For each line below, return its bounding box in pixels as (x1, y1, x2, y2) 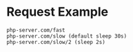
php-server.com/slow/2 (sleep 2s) (6, 38, 106, 45)
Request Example (6, 4, 108, 20)
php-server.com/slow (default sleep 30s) (6, 32, 127, 40)
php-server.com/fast (6, 27, 66, 34)
